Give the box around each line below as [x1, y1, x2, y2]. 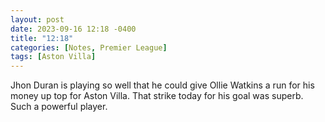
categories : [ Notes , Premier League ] [10, 42, 168, 53]
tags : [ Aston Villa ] [10, 52, 97, 62]
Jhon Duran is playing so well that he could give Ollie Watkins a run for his [10, 79, 315, 91]
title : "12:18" [10, 33, 74, 43]
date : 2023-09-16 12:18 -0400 [10, 24, 137, 34]
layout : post [10, 14, 65, 25]
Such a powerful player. [10, 101, 108, 113]
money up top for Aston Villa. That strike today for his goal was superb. [10, 90, 304, 102]
